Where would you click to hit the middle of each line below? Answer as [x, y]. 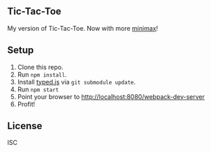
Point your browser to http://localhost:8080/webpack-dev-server [111, 96]
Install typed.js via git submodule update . [77, 82]
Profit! [26, 104]
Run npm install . [42, 74]
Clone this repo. [40, 67]
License [25, 126]
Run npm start [38, 89]
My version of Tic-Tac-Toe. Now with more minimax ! [83, 28]
